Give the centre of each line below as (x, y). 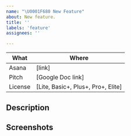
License (20, 87)
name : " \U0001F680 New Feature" (45, 11)
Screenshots (30, 127)
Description (28, 108)
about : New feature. (31, 17)
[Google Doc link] (60, 78)
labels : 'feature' (28, 28)
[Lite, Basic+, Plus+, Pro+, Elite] (79, 87)
